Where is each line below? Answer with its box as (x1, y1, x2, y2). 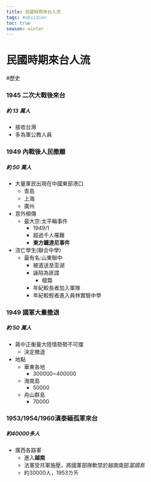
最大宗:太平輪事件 (23, 218, 68, 225)
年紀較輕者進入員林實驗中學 (32, 292, 102, 299)
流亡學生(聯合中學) (14, 246, 62, 254)
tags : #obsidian (6, 14, 47, 20)
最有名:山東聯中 (23, 254, 63, 261)
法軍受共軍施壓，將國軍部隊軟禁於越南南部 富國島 (23, 462, 145, 469)
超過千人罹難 (32, 231, 65, 239)
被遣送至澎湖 (32, 261, 65, 269)
